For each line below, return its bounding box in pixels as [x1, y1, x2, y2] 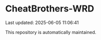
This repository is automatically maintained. [5, 29, 96, 35]
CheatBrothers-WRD [5, 3, 94, 14]
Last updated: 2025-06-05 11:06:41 [5, 19, 79, 25]
